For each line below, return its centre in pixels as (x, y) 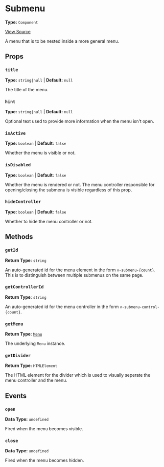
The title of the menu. (27, 89)
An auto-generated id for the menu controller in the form (62, 307)
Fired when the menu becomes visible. (44, 429)
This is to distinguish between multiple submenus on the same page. (74, 275)
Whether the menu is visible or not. (40, 153)
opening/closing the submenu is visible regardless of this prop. (69, 190)
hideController (23, 202)
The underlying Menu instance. (35, 343)
